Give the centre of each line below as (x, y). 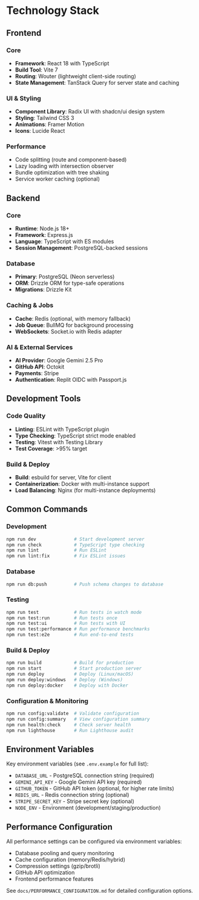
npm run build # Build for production (70, 663)
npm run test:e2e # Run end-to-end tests (70, 635)
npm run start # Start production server (74, 668)
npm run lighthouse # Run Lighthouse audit (70, 730)
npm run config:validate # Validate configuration (73, 714)
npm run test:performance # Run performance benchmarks (78, 629)
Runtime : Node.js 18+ (42, 228)
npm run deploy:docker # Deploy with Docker (67, 685)
